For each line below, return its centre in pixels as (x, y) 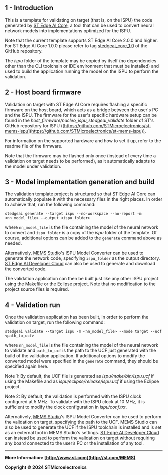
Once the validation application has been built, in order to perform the (77, 317)
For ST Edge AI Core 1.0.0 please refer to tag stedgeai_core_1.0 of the (76, 46)
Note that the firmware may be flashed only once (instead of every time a (81, 156)
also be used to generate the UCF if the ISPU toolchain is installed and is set (83, 427)
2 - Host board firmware (43, 93)
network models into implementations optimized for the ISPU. (68, 31)
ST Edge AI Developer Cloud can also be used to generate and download (80, 264)
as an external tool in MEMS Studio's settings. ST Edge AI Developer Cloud (82, 433)
